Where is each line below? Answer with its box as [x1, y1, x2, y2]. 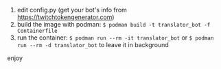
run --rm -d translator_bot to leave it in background [16, 41, 170, 49]
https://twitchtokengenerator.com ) [16, 13, 115, 21]
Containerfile [16, 27, 58, 34]
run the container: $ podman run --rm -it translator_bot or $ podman [16, 33, 214, 42]
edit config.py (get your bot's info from [16, 6, 127, 14]
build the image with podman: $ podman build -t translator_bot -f [16, 20, 211, 28]
